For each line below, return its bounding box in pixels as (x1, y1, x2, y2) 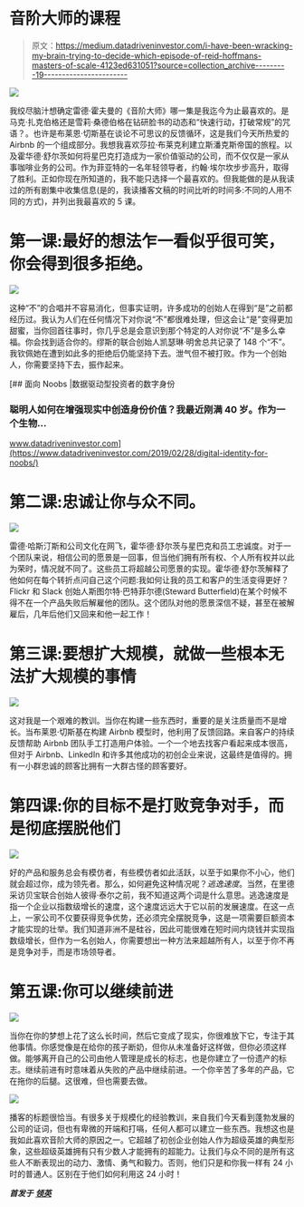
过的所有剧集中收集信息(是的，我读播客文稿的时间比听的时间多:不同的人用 (9, 184, 285, 195)
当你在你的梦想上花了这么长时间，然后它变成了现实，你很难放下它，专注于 (9, 1030, 287, 1041)
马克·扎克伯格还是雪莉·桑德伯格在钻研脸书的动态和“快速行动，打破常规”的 (9, 116, 283, 127)
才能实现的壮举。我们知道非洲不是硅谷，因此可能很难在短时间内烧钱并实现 (9, 923, 287, 934)
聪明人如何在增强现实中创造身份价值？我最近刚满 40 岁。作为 (9, 403, 277, 415)
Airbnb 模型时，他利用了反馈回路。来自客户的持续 (108, 726, 295, 737)
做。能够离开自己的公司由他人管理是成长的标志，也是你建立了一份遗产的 (9, 1053, 279, 1064)
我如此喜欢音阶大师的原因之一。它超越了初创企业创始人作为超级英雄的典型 (9, 1134, 287, 1145)
